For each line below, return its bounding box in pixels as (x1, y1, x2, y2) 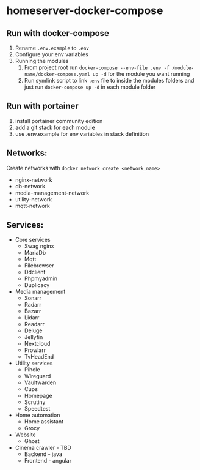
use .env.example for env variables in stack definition (15, 130, 149, 138)
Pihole (24, 366, 41, 373)
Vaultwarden (24, 379, 57, 386)
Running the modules (15, 58, 69, 64)
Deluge (24, 327, 43, 334)
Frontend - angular (24, 457, 72, 464)
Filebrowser (24, 262, 54, 269)
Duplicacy (24, 282, 50, 289)
